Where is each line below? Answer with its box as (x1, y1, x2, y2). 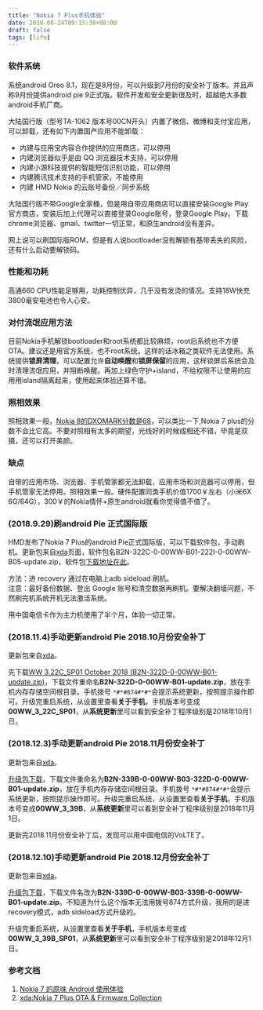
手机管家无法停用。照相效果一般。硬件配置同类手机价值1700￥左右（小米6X (8, 487, 252, 496)
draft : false (8, 26, 51, 34)
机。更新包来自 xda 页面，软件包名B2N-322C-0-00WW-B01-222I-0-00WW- (8, 547, 251, 557)
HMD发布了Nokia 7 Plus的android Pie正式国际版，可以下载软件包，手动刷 (8, 538, 245, 547)
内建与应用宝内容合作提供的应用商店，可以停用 (19, 143, 171, 152)
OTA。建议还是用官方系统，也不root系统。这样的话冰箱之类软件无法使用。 (8, 346, 248, 356)
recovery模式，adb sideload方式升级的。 (8, 907, 141, 917)
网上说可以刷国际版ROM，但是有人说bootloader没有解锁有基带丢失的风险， (8, 235, 252, 244)
